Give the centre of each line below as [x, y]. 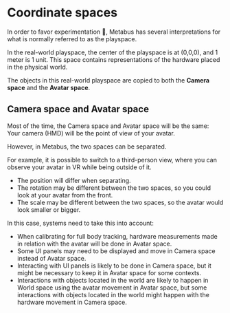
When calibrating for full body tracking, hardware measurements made [117, 236]
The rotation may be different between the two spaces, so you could [114, 188]
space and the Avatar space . [49, 87]
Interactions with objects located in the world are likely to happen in [113, 280]
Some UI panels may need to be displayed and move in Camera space [116, 251]
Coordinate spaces [62, 13]
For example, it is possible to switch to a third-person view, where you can [112, 160]
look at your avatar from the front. [65, 195]
